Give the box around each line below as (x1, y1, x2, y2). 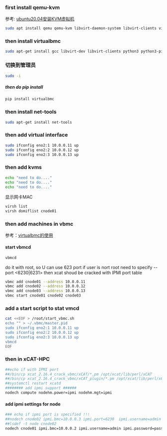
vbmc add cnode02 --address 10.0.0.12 (5, 284, 85, 289)
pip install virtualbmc (5, 97, 55, 102)
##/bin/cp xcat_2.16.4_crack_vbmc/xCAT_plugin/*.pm (5, 376, 114, 381)
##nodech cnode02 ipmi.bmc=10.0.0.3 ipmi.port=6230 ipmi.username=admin (5, 417, 162, 422)
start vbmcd (5, 244, 31, 250)
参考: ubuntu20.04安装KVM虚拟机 (5, 16, 75, 22)
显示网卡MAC (5, 194, 33, 200)
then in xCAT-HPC (5, 356, 50, 363)
